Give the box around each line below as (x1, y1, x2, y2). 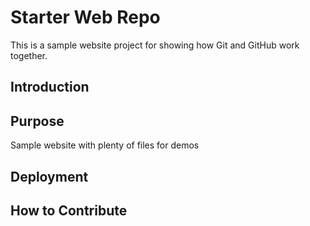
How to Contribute (10, 202, 128, 219)
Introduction (10, 79, 90, 96)
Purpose (10, 112, 65, 130)
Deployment (10, 168, 89, 185)
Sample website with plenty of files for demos (10, 139, 200, 151)
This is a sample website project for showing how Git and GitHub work (10, 39, 300, 51)
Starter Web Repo (10, 6, 161, 29)
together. (10, 49, 48, 61)
